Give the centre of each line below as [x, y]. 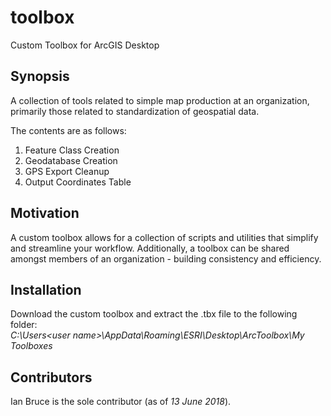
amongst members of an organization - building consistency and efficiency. [166, 258]
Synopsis [40, 76]
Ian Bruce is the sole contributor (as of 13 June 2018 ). [121, 402]
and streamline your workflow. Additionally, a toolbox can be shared [150, 248]
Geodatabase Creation [71, 160]
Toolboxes [31, 346]
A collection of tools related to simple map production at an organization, [160, 100]
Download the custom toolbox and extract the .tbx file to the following [154, 314]
